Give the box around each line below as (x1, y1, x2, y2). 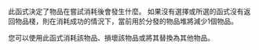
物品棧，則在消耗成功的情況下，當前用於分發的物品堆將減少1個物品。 (14, 16, 238, 26)
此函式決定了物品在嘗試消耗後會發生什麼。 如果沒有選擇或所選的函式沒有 (8, 7, 244, 16)
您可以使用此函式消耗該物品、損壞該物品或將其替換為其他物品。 (8, 34, 214, 42)
